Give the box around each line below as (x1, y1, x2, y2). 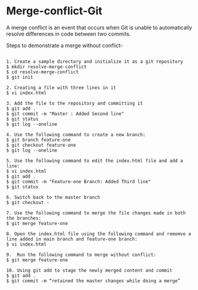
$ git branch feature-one (6, 137, 71, 143)
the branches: (6, 215, 42, 221)
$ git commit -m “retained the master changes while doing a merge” (6, 277, 181, 284)
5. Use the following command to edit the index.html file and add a (6, 158, 184, 163)
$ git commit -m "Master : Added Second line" (6, 110, 124, 117)
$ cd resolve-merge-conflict (6, 69, 79, 75)
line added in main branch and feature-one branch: (6, 236, 138, 242)
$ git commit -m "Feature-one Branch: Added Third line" (6, 178, 151, 184)
